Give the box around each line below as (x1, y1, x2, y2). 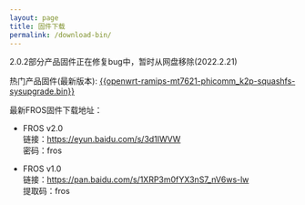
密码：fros (22, 145, 62, 156)
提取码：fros (22, 186, 70, 197)
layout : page (9, 13, 59, 23)
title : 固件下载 (9, 22, 66, 31)
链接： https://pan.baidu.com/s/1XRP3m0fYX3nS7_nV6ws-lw (22, 174, 249, 185)
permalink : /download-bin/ (9, 30, 112, 39)
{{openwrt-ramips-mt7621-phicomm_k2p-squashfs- (99, 76, 296, 87)
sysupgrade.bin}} (9, 86, 76, 97)
